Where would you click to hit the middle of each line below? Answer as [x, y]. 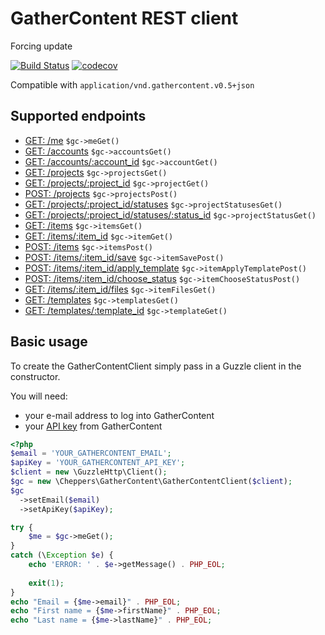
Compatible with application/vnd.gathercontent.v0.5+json [132, 84]
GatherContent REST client [124, 18]
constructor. [35, 376]
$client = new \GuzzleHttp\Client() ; [89, 472]
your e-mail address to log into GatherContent [119, 415]
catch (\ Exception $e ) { [62, 555]
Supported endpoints [78, 116]
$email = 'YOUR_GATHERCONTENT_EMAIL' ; [91, 453]
